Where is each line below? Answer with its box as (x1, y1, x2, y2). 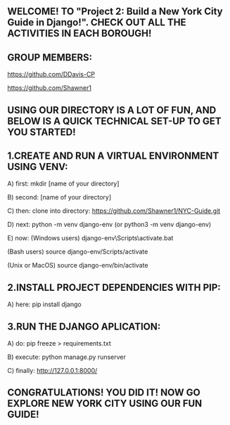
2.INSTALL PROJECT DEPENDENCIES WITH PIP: (7, 281, 222, 294)
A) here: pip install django (7, 300, 82, 308)
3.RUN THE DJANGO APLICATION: (7, 320, 161, 332)
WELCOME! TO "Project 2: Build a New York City (7, 6, 223, 18)
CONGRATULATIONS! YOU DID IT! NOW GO (7, 386, 200, 399)
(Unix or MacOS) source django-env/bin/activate (7, 261, 149, 270)
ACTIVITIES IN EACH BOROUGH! (7, 27, 152, 39)
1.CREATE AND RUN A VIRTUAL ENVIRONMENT (7, 150, 219, 162)
